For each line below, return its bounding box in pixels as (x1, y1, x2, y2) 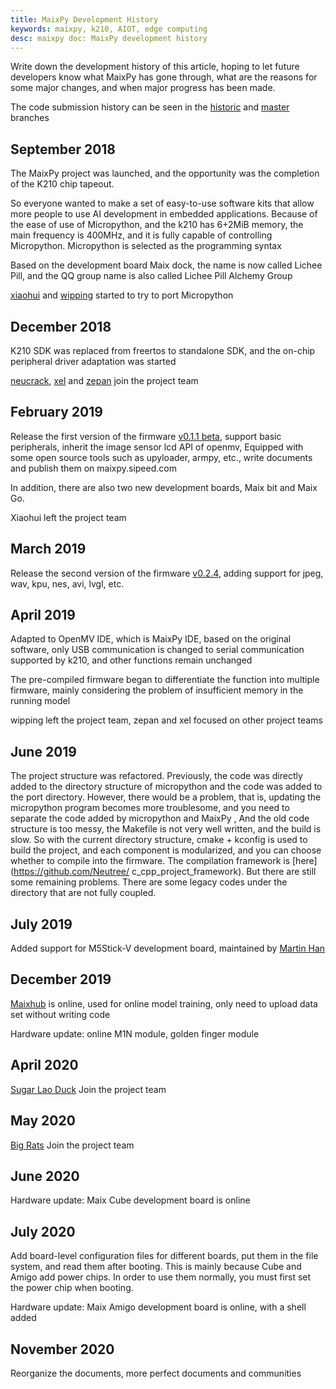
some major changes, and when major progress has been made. (10, 82, 276, 94)
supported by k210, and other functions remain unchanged (10, 654, 253, 666)
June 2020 (10, 1167, 80, 1185)
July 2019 (10, 916, 73, 933)
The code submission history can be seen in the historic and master (10, 101, 290, 113)
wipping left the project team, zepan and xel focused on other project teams (10, 714, 323, 726)
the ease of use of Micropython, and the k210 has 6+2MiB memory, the (10, 219, 304, 231)
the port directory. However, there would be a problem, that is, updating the (10, 791, 322, 803)
